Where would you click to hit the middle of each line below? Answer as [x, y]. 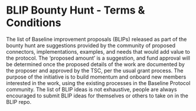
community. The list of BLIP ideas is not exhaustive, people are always [92, 89]
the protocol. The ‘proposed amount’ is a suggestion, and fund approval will [98, 58]
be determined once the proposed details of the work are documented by [95, 64]
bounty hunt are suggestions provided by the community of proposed [91, 45]
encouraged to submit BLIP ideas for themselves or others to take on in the [97, 96]
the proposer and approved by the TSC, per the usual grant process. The [95, 70]
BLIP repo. [19, 102]
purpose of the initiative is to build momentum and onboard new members [96, 77]
